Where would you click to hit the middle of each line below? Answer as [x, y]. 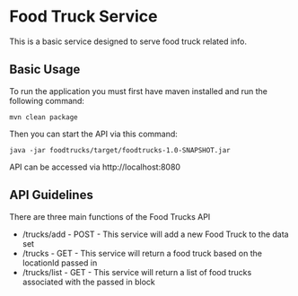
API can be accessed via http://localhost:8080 [95, 167]
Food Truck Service [83, 17]
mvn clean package [44, 117]
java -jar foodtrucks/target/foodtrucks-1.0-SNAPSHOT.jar [120, 150]
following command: [47, 100]
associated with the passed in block [88, 282]
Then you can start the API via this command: [93, 134]
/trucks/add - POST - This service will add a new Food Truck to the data [155, 234]
